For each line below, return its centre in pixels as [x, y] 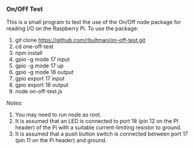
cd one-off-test [34, 46]
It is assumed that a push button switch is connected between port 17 [102, 134]
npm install [29, 53]
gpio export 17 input [40, 79]
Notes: [15, 103]
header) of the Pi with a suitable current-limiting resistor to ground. [98, 128]
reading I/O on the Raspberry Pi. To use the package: [73, 28]
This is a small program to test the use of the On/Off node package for [94, 22]
